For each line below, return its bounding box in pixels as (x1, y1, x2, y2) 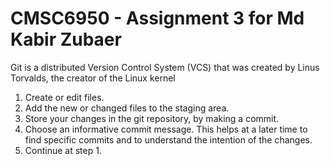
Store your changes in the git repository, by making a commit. (24, 112, 280, 124)
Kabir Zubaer (10, 28, 122, 51)
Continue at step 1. (24, 144, 102, 156)
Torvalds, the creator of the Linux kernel (10, 72, 176, 84)
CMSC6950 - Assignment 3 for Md (10, 7, 305, 30)
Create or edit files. (24, 91, 105, 103)
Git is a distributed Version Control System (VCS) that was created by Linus (10, 61, 320, 73)
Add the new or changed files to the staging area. (24, 102, 230, 114)
